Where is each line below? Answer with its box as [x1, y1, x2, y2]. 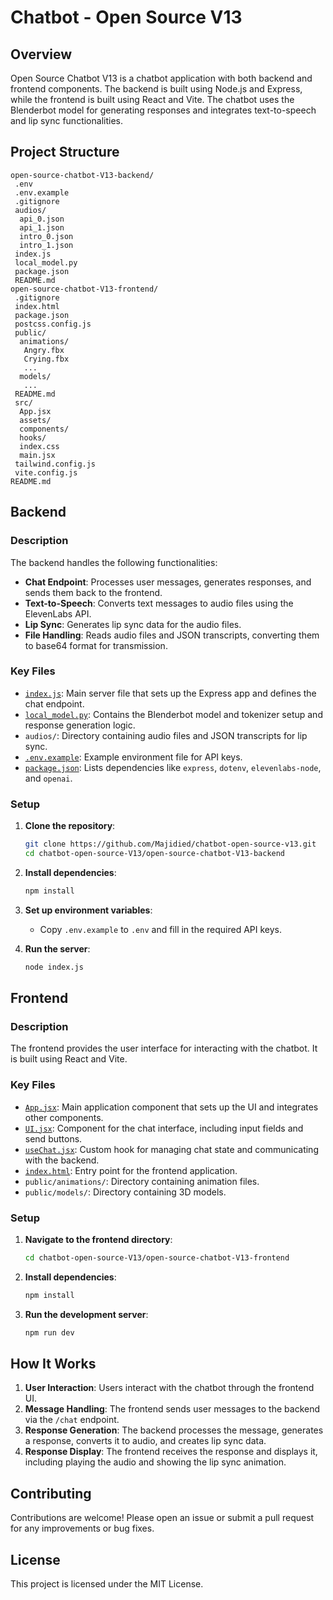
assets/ [19, 415, 52, 425]
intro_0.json [19, 231, 74, 241]
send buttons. [24, 1132, 83, 1145]
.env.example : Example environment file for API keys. [24, 751, 243, 763]
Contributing [10, 1485, 92, 1502]
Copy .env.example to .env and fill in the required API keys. [39, 923, 283, 935]
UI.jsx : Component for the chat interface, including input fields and [24, 1122, 304, 1134]
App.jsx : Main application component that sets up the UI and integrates [24, 1101, 319, 1113]
